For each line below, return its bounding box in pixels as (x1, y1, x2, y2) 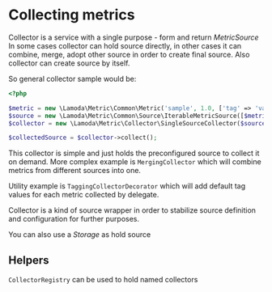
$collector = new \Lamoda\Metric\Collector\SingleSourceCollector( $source (8, 119, 266, 127)
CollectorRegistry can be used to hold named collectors (8, 275, 198, 285)
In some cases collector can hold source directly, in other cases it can (8, 40, 242, 50)
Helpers (8, 253, 49, 267)
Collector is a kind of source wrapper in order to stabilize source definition (8, 205, 257, 215)
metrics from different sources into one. (8, 166, 142, 176)
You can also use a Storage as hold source (8, 230, 151, 239)
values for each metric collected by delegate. (8, 190, 159, 200)
